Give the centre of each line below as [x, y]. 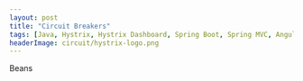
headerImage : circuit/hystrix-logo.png [84, 43]
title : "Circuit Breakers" [60, 26]
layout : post [34, 18]
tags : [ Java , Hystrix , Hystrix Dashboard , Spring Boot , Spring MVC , [141, 34]
